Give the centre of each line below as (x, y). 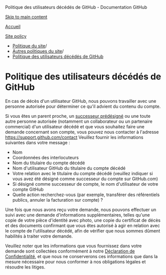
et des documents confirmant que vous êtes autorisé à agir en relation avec (83, 225)
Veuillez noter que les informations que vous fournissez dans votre (74, 246)
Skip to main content (26, 17)
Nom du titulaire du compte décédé (49, 163)
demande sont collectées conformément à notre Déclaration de (70, 251)
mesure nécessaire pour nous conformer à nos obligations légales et (76, 262)
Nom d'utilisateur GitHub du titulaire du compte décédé (69, 168)
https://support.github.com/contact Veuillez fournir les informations (74, 137)
